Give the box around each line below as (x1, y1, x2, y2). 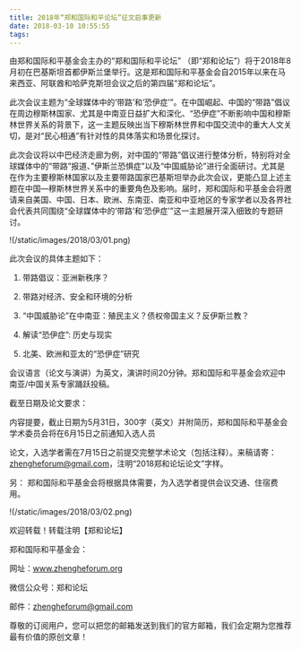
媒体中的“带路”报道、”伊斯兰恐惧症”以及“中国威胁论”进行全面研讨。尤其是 (16, 160, 285, 171)
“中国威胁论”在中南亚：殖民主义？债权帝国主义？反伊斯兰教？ (21, 310, 250, 321)
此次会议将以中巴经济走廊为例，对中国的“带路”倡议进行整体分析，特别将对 (9, 150, 284, 160)
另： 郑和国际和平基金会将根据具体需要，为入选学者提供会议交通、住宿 (9, 477, 271, 489)
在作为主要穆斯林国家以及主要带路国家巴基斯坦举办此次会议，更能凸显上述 (9, 172, 284, 183)
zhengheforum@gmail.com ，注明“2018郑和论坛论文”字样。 (9, 458, 228, 469)
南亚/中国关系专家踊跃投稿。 (9, 378, 115, 390)
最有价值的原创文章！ (9, 631, 88, 642)
